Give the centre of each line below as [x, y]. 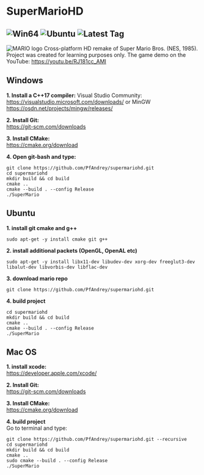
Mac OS [22, 352]
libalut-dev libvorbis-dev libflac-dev [57, 267]
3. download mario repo [37, 278]
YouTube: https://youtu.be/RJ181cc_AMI [56, 61]
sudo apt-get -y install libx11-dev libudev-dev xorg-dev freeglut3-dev [101, 262]
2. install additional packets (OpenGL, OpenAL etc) [72, 250]
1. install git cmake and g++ [42, 228]
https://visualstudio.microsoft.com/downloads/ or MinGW [78, 101]
